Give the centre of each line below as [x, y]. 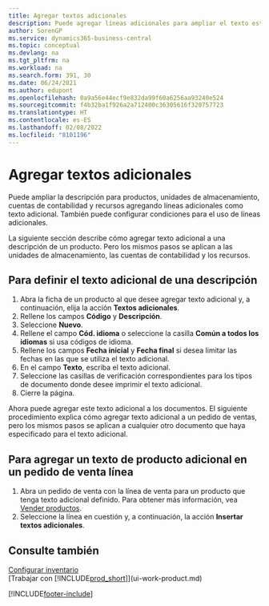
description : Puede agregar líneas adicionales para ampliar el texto [128, 23]
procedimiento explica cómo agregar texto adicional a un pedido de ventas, [133, 417]
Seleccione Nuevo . [51, 325]
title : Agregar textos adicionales [68, 16]
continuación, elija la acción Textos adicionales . [100, 308]
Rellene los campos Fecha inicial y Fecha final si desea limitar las [128, 350]
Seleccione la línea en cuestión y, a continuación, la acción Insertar [131, 517]
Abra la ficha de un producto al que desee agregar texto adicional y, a [135, 299]
